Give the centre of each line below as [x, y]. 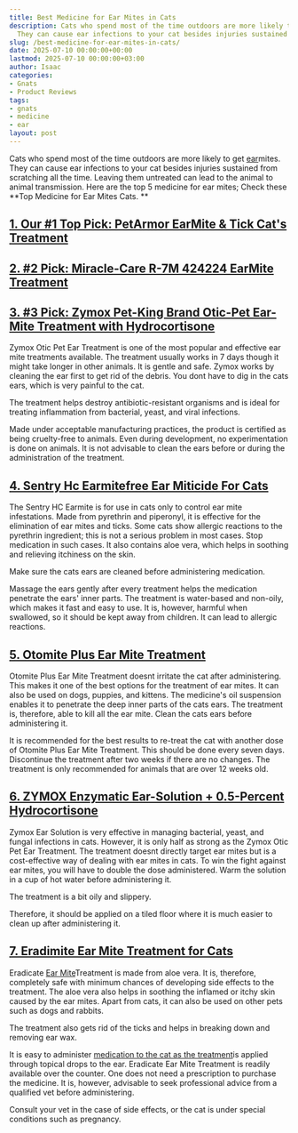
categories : [31, 76]
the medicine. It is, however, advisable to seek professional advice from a [143, 1082]
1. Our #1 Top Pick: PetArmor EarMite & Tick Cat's [148, 225]
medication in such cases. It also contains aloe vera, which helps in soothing [149, 545]
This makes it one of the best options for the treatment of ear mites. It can [144, 686]
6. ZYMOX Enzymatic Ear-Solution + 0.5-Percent [147, 797]
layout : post [33, 133]
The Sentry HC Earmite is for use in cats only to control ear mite [125, 507]
